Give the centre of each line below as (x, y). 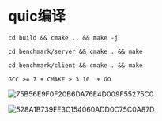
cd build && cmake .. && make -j (63, 38)
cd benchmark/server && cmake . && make (76, 51)
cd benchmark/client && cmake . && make (76, 65)
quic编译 (37, 16)
